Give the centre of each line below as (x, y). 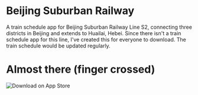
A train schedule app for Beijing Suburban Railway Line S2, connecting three (99, 27)
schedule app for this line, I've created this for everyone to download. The (96, 39)
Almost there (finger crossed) (81, 69)
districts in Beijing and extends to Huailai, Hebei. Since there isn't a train (94, 33)
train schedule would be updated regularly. (58, 46)
